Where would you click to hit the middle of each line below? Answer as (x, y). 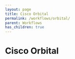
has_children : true (25, 27)
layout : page (18, 9)
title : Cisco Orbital (27, 14)
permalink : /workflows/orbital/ (37, 18)
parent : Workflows (23, 23)
